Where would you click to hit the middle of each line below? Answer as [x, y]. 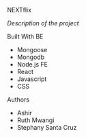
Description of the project [43, 23]
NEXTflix [19, 10]
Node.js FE [32, 64]
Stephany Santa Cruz [47, 127]
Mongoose [32, 50]
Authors [18, 100]
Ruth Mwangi [35, 120]
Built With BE [25, 36]
